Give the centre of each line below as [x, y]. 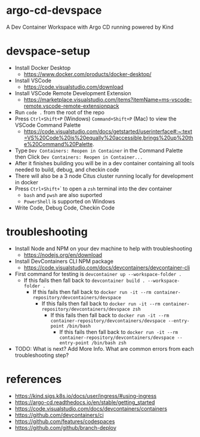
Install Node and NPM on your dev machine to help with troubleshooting [103, 248]
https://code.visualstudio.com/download [73, 87]
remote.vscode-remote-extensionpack [71, 106]
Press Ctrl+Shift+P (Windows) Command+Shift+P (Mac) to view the [96, 119]
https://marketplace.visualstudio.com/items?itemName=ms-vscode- [108, 99]
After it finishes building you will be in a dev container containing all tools [104, 163]
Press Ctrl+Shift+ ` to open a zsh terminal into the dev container [93, 189]
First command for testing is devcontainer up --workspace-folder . [98, 274]
